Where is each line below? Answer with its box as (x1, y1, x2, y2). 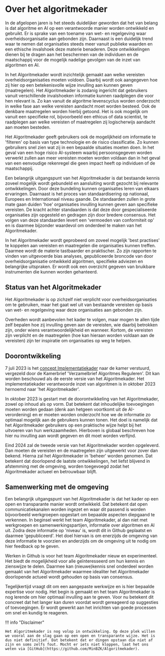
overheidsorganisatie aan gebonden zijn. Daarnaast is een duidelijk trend (5, 36, 153, 42)
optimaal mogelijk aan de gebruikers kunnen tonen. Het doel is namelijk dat (5, 417, 158, 423)
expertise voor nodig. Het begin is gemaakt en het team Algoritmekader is (5, 589, 155, 595)
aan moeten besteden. (5, 124, 51, 130)
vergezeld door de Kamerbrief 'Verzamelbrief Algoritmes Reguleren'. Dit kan (5, 370, 160, 376)
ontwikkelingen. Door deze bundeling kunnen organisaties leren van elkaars (5, 185, 159, 191)
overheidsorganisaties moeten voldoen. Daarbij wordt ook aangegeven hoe (5, 77, 158, 83)
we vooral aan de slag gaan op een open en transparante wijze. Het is (5, 633, 155, 639)
